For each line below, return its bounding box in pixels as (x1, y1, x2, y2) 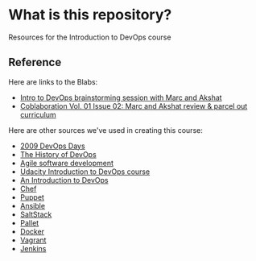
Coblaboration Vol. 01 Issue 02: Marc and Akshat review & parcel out (19, 101, 248, 110)
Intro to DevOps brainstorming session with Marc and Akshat (19, 93, 223, 102)
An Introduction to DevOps (19, 175, 109, 184)
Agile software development (19, 158, 114, 168)
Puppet (19, 192, 44, 202)
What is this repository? (8, 6, 172, 24)
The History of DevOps (19, 149, 97, 159)
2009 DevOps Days (19, 141, 86, 151)
